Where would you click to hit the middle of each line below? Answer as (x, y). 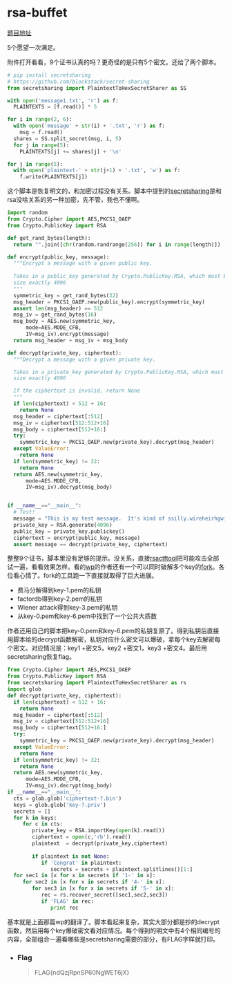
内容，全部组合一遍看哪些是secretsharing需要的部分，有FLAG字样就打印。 (113, 939)
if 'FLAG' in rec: (68, 901)
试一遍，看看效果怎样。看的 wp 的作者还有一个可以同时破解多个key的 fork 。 (113, 567)
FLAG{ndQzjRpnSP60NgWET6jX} (82, 972)
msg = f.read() (41, 133)
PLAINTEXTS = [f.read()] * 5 (55, 107)
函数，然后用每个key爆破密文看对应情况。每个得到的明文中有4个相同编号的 (114, 930)
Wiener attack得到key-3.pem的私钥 (67, 608)
